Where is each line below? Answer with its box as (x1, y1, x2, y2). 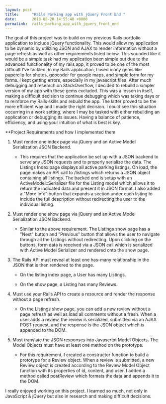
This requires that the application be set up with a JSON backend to (19, 154, 159, 160)
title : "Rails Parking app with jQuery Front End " (5, 12, 126, 17)
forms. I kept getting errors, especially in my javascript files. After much (5, 77, 152, 83)
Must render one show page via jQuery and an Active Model (12, 211, 136, 217)
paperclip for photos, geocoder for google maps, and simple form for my (5, 72, 154, 78)
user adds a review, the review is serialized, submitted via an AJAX (19, 317, 157, 323)
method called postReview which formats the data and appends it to (19, 373, 160, 379)
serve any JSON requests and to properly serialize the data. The (19, 159, 152, 165)
